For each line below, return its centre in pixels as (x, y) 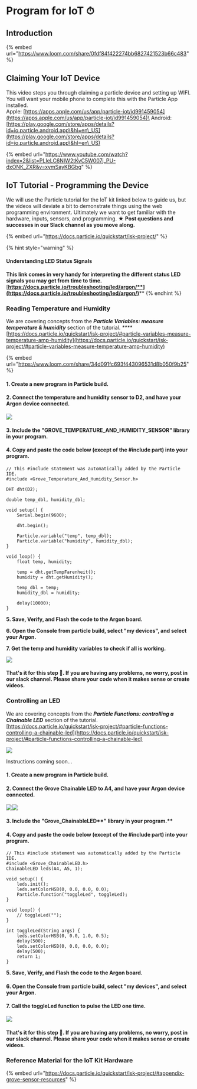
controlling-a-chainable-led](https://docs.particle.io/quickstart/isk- (88, 732)
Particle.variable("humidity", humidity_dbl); (75, 541)
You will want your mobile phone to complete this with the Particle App (92, 99)
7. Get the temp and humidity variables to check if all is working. (86, 648)
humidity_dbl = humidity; (49, 593)
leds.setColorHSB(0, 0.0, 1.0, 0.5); (63, 936)
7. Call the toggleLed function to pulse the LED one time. (76, 1006)
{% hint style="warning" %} (40, 248)
